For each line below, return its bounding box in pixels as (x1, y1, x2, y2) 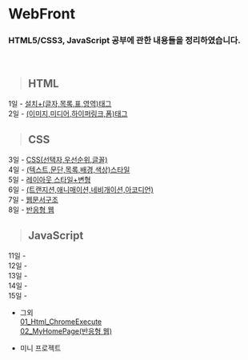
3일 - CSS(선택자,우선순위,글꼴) (8, 155, 108, 165)
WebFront (8, 5, 76, 23)
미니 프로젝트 (19, 343, 62, 353)
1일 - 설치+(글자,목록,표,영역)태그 (8, 99, 112, 109)
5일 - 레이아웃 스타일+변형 (8, 175, 91, 185)
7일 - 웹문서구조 (8, 195, 58, 205)
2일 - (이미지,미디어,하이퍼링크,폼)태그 (8, 109, 128, 118)
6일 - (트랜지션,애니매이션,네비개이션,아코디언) (8, 185, 154, 194)
